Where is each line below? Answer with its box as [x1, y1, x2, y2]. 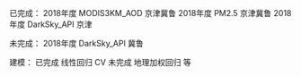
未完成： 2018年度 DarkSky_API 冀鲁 [9, 38, 144, 48]
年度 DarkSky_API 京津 [9, 19, 93, 30]
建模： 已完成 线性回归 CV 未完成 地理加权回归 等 [9, 57, 191, 67]
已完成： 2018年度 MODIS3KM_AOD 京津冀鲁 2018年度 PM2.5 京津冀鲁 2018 [9, 8, 292, 18]
